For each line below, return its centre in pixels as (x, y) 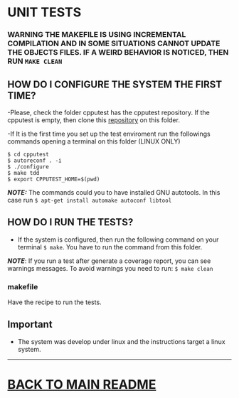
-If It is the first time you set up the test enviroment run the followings (109, 134)
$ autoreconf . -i (34, 161)
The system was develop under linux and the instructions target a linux (121, 341)
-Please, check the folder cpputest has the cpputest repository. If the (108, 112)
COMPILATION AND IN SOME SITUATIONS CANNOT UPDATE (114, 43)
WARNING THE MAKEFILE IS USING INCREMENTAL (97, 35)
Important (30, 324)
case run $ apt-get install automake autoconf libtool (90, 200)
